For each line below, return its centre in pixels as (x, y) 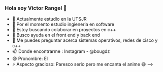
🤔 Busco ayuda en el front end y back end (56, 35)
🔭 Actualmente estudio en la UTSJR (49, 19)
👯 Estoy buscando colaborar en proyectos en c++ (64, 30)
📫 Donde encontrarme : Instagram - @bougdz (61, 51)
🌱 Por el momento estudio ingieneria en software (63, 24)
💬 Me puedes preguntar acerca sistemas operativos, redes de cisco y (85, 40)
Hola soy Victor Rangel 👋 (36, 8)
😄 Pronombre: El (30, 59)
